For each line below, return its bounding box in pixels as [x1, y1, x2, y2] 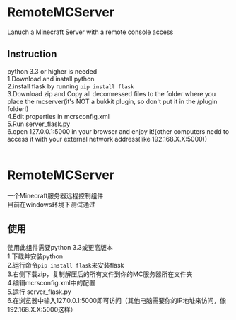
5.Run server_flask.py [7, 120, 71, 128]
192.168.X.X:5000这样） [7, 305, 77, 314]
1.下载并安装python [7, 252, 64, 261]
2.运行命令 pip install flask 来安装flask [7, 261, 124, 269]
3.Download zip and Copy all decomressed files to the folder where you [7, 89, 216, 98]
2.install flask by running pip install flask [7, 82, 134, 91]
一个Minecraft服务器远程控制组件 [7, 191, 104, 200]
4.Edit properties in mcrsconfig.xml [7, 112, 110, 120]
